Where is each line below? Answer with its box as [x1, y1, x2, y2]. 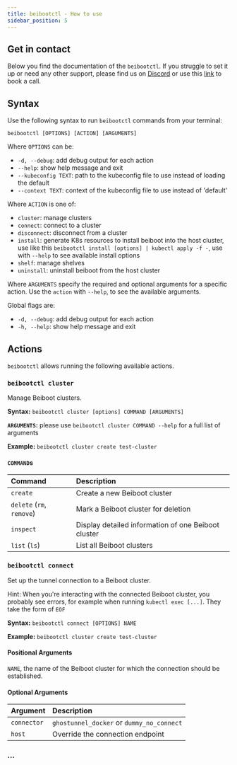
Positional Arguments [7, 648, 73, 657]
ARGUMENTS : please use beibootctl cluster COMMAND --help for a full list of [7, 421, 221, 430]
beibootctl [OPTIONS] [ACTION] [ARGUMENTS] [7, 130, 138, 137]
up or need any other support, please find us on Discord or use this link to [7, 69, 222, 78]
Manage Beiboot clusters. [7, 393, 83, 402]
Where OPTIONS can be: [7, 142, 74, 151]
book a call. [7, 77, 41, 86]
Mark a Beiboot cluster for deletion [75, 504, 191, 514]
